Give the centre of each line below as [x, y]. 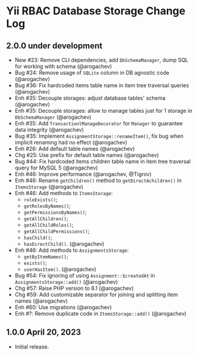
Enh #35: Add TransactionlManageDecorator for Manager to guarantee [99, 123]
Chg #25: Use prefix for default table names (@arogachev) [87, 155]
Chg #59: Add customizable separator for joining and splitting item [96, 294]
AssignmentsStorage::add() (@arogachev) [66, 282]
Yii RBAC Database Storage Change [96, 11]
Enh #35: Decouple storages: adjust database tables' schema [90, 98]
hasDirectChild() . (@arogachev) [64, 244]
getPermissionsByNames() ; [55, 212]
